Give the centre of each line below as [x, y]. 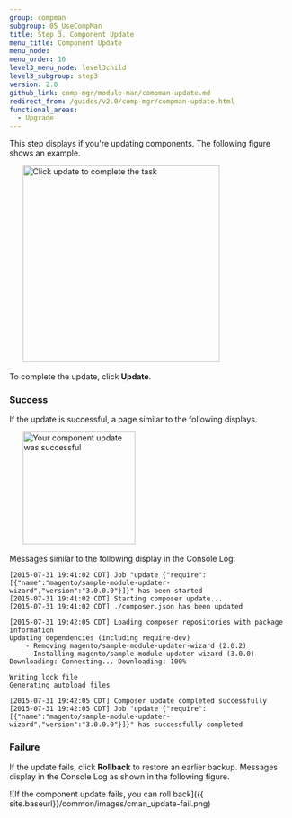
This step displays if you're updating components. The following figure [140, 144]
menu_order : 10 [38, 59]
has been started [170, 591]
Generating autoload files [60, 685]
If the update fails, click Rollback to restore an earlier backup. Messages [144, 767]
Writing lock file [44, 678]
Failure [25, 747]
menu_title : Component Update [66, 43]
